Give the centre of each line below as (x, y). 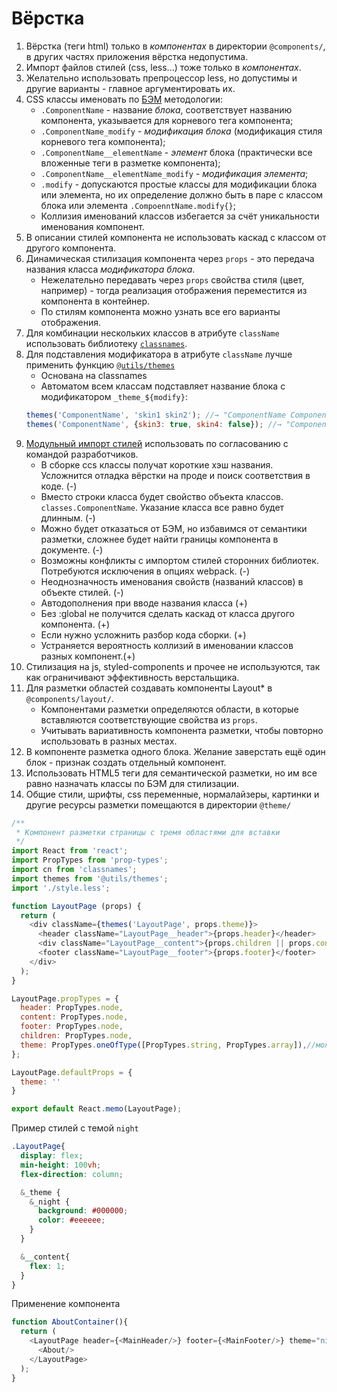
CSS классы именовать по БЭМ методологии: (124, 99)
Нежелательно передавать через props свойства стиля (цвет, (172, 279)
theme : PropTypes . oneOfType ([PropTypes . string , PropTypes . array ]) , (164, 1045)
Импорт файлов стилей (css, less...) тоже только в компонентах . (163, 67)
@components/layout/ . (69, 698)
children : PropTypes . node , (76, 1036)
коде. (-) (59, 486)
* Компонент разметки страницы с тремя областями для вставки (148, 832)
